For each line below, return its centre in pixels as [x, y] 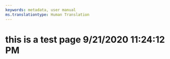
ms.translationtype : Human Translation [47, 15]
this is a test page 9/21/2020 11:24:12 [85, 40]
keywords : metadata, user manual [41, 10]
